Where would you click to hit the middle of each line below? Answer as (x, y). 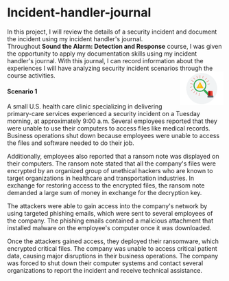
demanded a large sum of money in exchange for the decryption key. (105, 193)
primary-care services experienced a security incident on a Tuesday (104, 114)
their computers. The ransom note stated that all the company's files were (111, 164)
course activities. (32, 75)
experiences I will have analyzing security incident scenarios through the (110, 68)
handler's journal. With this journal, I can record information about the (105, 60)
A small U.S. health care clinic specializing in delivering (85, 106)
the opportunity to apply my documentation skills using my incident (102, 54)
